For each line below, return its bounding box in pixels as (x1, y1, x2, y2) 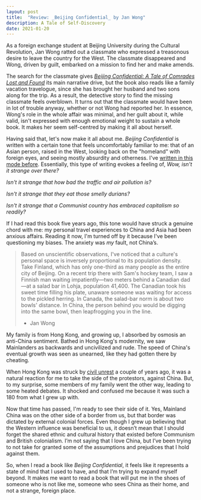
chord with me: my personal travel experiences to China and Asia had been (6, 226, 191, 234)
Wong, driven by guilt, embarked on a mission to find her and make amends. (6, 61, 194, 68)
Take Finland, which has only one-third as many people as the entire (20, 263, 190, 270)
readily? (6, 208, 26, 216)
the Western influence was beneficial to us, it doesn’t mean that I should (6, 424, 184, 432)
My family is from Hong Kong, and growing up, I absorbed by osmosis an (6, 331, 186, 339)
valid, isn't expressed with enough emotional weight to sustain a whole (6, 118, 181, 125)
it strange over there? (6, 167, 59, 174)
